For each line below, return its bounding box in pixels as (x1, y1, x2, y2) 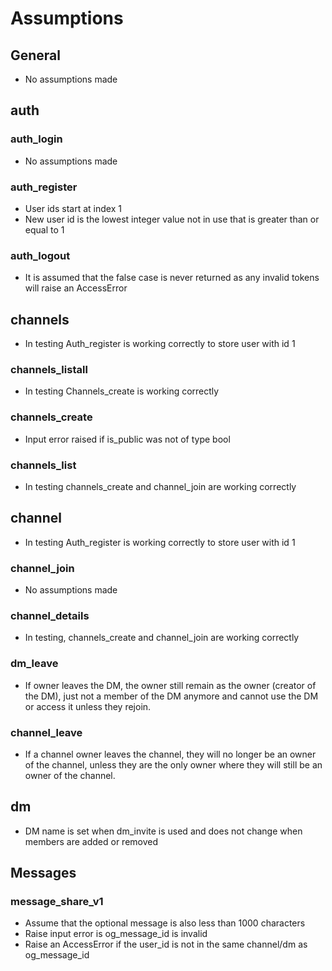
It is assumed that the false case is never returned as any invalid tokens (24, 272, 320, 284)
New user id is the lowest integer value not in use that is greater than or (24, 213, 320, 225)
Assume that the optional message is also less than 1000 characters (24, 917, 306, 929)
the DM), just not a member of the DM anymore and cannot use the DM (24, 690, 319, 702)
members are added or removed (24, 835, 159, 847)
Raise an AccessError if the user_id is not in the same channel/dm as (24, 938, 308, 951)
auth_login (10, 132, 63, 146)
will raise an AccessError (24, 282, 128, 294)
